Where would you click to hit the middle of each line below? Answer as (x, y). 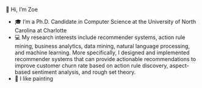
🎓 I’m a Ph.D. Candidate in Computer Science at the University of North (105, 22)
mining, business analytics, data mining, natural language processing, (102, 46)
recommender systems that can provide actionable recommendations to (105, 59)
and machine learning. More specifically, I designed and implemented (102, 53)
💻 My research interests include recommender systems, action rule (100, 37)
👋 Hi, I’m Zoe (22, 9)
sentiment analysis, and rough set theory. (84, 72)
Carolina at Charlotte (41, 30)
